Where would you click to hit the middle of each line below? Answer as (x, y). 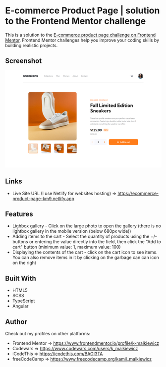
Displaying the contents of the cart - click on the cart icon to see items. (85, 252)
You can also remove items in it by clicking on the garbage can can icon (86, 258)
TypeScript (24, 301)
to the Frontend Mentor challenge (76, 21)
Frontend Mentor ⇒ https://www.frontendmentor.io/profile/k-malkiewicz (86, 343)
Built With (21, 278)
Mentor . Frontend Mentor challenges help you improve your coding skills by (82, 40)
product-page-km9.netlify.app (43, 199)
